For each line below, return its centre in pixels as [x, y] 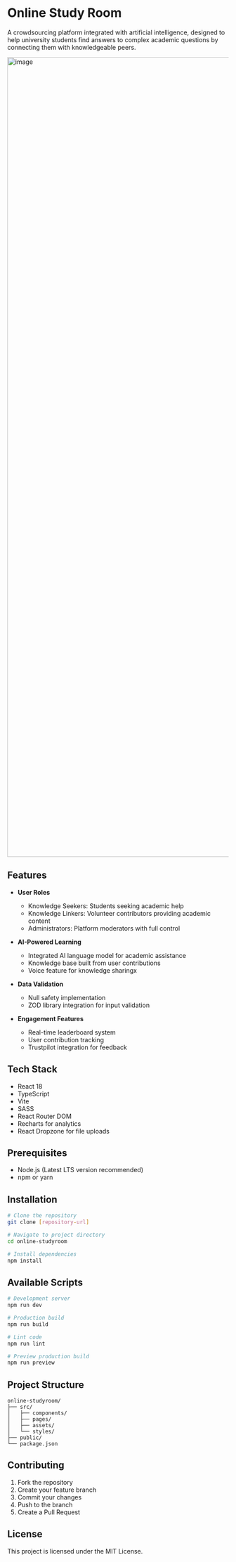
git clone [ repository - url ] [48, 1222]
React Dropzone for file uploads [64, 1131]
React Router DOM [45, 1116]
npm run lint [26, 1344]
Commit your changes [50, 1497]
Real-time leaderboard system [72, 1032]
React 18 [30, 1086]
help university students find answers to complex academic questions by [113, 39]
